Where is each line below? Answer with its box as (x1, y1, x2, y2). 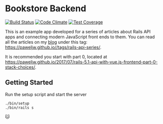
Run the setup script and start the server (5, 91, 87, 97)
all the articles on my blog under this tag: (5, 39, 88, 45)
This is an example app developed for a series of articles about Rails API (5, 28, 151, 34)
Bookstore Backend (5, 3, 87, 14)
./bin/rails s (5, 105, 34, 110)
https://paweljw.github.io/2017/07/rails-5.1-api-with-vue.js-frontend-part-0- (5, 59, 158, 65)
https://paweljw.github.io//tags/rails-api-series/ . (5, 44, 102, 50)
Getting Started (5, 78, 53, 87)
